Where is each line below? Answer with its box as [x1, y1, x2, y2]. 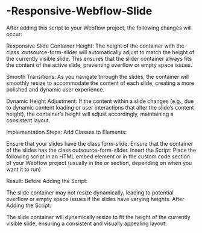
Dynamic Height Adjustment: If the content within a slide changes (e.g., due [6, 98, 194, 105]
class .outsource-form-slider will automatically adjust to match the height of [6, 48, 195, 55]
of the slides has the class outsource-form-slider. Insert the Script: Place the [6, 146, 197, 154]
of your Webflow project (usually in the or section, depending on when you [6, 159, 192, 166]
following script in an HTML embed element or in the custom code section [6, 152, 191, 160]
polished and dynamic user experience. [6, 85, 104, 93]
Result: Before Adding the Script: [6, 177, 88, 184]
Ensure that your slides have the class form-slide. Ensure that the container [6, 140, 194, 147]
